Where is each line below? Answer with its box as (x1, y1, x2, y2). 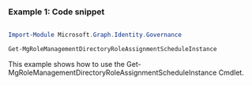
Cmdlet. (218, 68, 245, 77)
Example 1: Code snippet (8, 6, 105, 17)
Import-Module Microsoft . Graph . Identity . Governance (8, 31, 182, 39)
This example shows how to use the (8, 60, 125, 69)
